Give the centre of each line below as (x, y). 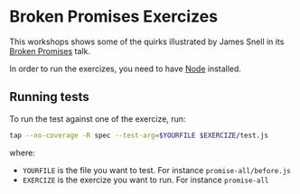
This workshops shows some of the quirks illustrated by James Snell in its (147, 42)
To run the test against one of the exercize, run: (98, 118)
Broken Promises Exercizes (114, 17)
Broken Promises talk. (50, 51)
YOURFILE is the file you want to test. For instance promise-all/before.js (156, 170)
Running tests (50, 97)
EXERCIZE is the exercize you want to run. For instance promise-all (145, 180)
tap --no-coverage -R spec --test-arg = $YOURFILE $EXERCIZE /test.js (139, 135)
